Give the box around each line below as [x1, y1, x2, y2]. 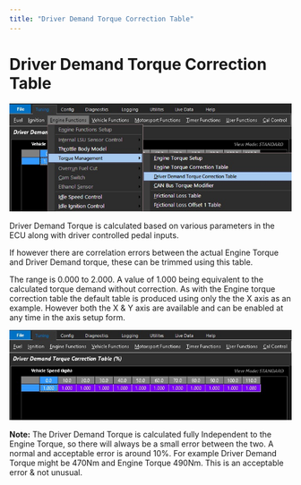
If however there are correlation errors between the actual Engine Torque [9, 247, 279, 259]
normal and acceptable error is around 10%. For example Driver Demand [9, 447, 278, 458]
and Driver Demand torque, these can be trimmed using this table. [9, 257, 254, 268]
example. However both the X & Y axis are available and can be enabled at [9, 302, 284, 313]
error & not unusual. [9, 466, 83, 478]
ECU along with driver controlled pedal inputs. [9, 230, 179, 241]
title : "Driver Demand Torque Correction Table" [9, 14, 194, 23]
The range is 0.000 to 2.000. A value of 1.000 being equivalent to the [9, 274, 264, 285]
